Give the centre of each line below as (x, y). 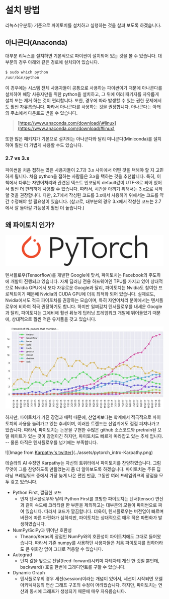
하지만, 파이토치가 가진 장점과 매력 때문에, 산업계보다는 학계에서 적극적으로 (78, 417)
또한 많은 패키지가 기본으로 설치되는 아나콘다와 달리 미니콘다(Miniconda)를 (79, 138)
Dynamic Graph (29, 572)
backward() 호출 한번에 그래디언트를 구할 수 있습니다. (73, 567)
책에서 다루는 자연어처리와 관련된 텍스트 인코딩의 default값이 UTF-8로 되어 (79, 182)
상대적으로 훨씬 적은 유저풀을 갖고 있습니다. (54, 319)
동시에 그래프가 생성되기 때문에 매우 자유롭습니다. (78, 591)
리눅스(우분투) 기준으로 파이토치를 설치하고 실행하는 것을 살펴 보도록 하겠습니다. (83, 25)
